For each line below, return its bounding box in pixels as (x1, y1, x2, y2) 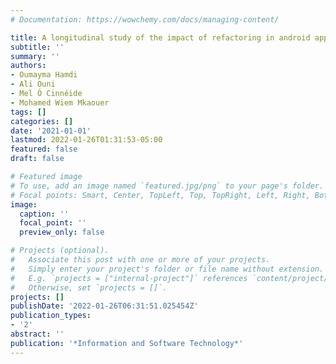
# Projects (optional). (10, 246, 110, 256)
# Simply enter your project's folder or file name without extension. (10, 264, 325, 274)
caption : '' (19, 209, 70, 219)
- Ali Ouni (10, 79, 56, 90)
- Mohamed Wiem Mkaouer (10, 97, 110, 108)
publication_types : (10, 311, 92, 321)
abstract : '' (10, 329, 65, 339)
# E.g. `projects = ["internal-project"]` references (10, 273, 248, 283)
